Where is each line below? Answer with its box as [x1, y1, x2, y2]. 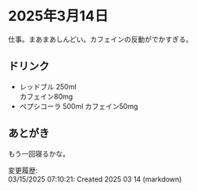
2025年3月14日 [8, 7, 109, 25]
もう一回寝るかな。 [8, 149, 70, 158]
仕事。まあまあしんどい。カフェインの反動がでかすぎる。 [8, 34, 193, 44]
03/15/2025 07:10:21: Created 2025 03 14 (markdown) [8, 174, 182, 184]
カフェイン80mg [19, 92, 73, 101]
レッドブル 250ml [19, 81, 77, 91]
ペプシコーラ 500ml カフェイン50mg [19, 101, 138, 110]
